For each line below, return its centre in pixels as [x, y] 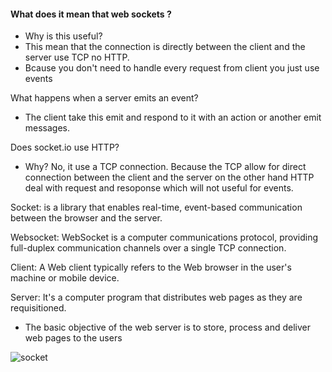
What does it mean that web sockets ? [91, 14]
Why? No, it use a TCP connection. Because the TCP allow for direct [165, 167]
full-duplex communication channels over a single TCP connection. [148, 248]
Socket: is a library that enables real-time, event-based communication [156, 207]
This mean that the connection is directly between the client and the [165, 47]
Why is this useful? [63, 36]
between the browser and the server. [86, 218]
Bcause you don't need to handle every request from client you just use [172, 68]
